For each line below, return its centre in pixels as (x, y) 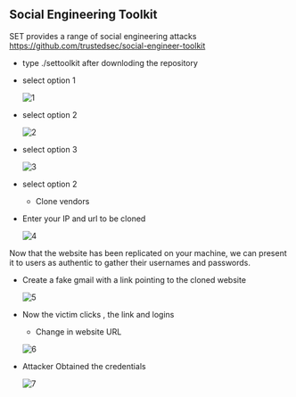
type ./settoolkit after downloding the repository (110, 62)
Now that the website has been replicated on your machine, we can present (148, 252)
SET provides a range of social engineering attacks (103, 36)
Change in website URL (78, 331)
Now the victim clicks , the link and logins (98, 314)
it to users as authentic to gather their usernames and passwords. (130, 262)
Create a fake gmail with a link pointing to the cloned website (134, 279)
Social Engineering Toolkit (83, 15)
